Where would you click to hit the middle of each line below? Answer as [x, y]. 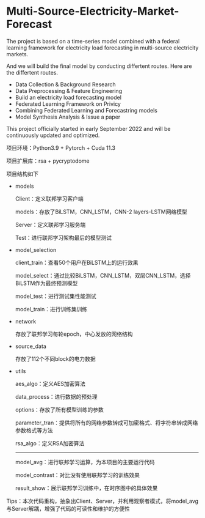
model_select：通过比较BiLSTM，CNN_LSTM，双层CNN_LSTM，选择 [103, 275]
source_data [31, 346]
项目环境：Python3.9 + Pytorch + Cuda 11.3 [61, 147]
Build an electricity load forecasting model [68, 97]
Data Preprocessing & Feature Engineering [69, 91]
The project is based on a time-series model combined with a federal [93, 41]
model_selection [36, 250]
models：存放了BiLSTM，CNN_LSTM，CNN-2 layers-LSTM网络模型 [101, 212]
